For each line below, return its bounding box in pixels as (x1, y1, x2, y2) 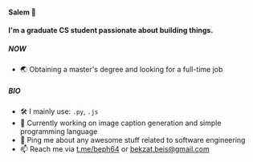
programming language (19, 127, 98, 136)
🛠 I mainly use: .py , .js (19, 107, 99, 116)
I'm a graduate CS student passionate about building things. (8, 26, 214, 35)
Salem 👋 (8, 7, 36, 17)
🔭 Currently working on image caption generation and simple (19, 118, 222, 128)
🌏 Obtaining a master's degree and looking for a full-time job (19, 65, 223, 75)
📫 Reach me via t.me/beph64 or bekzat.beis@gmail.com (19, 144, 210, 154)
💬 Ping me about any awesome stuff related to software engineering (19, 136, 246, 145)
